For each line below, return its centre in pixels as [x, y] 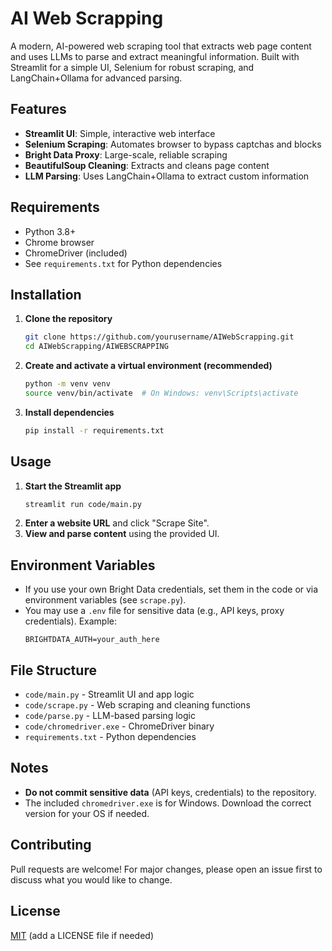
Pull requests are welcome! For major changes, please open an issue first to [166, 869]
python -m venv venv [67, 384]
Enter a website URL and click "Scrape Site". [117, 523]
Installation [46, 294]
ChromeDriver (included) [76, 253]
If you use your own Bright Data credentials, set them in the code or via [171, 589]
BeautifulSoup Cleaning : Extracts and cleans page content [147, 165]
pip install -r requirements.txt [94, 430]
